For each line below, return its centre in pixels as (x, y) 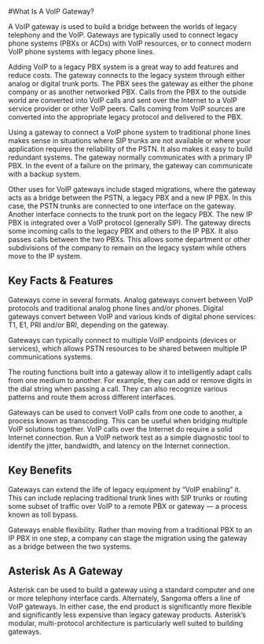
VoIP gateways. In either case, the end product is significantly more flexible (130, 607)
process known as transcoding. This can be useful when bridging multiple (128, 421)
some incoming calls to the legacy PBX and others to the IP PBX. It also (123, 231)
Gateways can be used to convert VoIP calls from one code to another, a (125, 412)
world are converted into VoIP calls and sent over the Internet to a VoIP (123, 100)
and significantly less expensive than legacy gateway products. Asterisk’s (127, 615)
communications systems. (50, 356)
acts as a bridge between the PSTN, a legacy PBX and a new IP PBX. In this (130, 197)
